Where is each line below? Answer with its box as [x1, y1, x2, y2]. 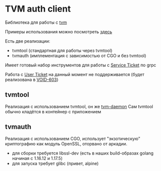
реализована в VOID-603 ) [5, 77, 59, 82]
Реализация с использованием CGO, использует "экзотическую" [5, 136, 141, 141]
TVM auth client [5, 3, 71, 15]
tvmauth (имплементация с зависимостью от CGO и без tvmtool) [12, 52, 146, 59]
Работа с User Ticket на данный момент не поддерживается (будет [5, 71, 145, 77]
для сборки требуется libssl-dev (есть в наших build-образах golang [12, 150, 154, 156]
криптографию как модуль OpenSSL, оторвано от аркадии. [5, 140, 128, 146]
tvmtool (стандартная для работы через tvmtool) [12, 47, 113, 53]
